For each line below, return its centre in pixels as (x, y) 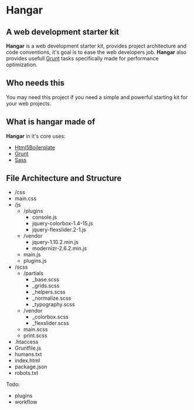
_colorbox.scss (50, 317)
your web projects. (29, 103)
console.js (45, 217)
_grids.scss (46, 286)
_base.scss (46, 280)
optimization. (22, 65)
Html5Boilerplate (35, 147)
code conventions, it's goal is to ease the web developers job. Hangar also (96, 52)
